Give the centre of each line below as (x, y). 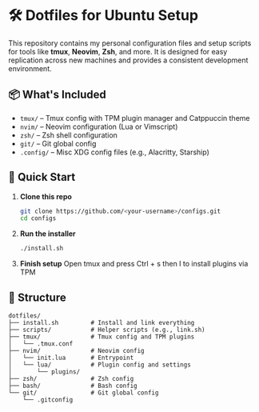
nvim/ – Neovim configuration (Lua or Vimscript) (99, 126)
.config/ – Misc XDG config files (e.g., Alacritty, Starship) (115, 152)
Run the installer (48, 234)
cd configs (38, 218)
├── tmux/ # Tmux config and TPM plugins (102, 337)
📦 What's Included (57, 95)
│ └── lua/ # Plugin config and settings (100, 365)
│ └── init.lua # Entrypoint (71, 358)
